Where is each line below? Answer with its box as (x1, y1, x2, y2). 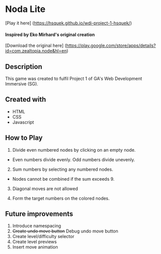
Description (5, 62, 42, 71)
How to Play (5, 134, 43, 142)
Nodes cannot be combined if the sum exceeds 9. (12, 176, 115, 182)
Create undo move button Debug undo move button (12, 228, 118, 234)
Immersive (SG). (5, 81, 38, 87)
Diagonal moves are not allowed (12, 186, 78, 192)
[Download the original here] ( (5, 42, 67, 48)
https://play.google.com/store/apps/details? (66, 42, 156, 48)
